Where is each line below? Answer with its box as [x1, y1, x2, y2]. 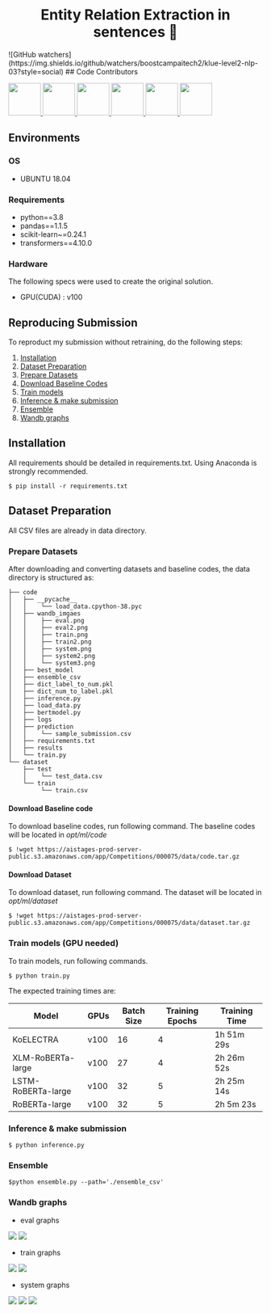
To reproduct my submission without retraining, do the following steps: [8, 337, 244, 347]
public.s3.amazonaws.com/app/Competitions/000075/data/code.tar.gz [8, 853, 240, 861]
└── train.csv [40, 786, 89, 794]
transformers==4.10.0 [19, 238, 93, 247]
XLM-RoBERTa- [12, 1052, 75, 1063]
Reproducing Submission [8, 315, 138, 329]
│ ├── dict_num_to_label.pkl [8, 687, 114, 695]
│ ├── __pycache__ [8, 595, 78, 603]
